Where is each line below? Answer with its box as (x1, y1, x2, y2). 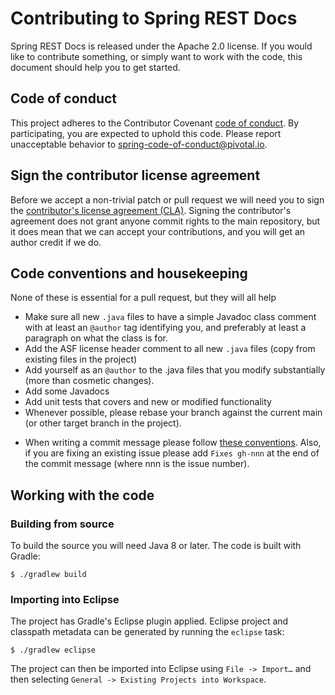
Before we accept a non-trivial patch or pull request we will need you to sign (10, 193, 325, 206)
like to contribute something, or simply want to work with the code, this (10, 50, 303, 62)
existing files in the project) (24, 353, 138, 366)
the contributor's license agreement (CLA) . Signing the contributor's (10, 204, 292, 216)
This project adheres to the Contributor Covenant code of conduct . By (10, 117, 300, 129)
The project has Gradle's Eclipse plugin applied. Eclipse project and (10, 615, 289, 627)
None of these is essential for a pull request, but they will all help (10, 292, 277, 304)
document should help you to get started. (10, 61, 181, 73)
